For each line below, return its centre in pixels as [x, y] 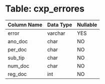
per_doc [17, 49]
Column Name [25, 25]
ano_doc [18, 41]
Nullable [87, 25]
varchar [56, 33]
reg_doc [17, 74]
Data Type [60, 25]
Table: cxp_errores [45, 9]
